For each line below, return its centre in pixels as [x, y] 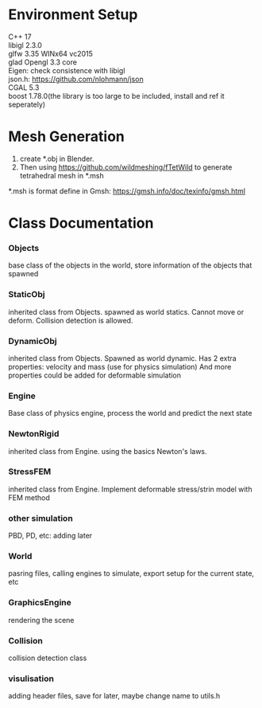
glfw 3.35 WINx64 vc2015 [51, 53]
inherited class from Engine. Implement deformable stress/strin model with [130, 489]
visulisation [31, 679]
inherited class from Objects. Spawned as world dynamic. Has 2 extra [122, 358]
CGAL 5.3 [24, 87]
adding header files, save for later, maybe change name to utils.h [114, 696]
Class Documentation [81, 223]
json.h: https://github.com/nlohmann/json [76, 79]
